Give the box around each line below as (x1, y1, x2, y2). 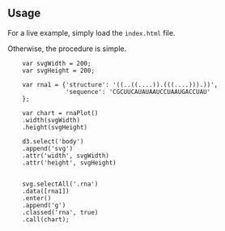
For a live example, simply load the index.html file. (7, 28, 176, 37)
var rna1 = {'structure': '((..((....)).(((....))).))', (22, 80, 219, 88)
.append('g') (22, 201, 66, 209)
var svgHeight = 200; (22, 66, 95, 75)
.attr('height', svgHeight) (22, 158, 117, 167)
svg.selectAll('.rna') (22, 180, 99, 188)
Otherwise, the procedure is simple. (7, 44, 127, 53)
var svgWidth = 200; (22, 59, 91, 67)
